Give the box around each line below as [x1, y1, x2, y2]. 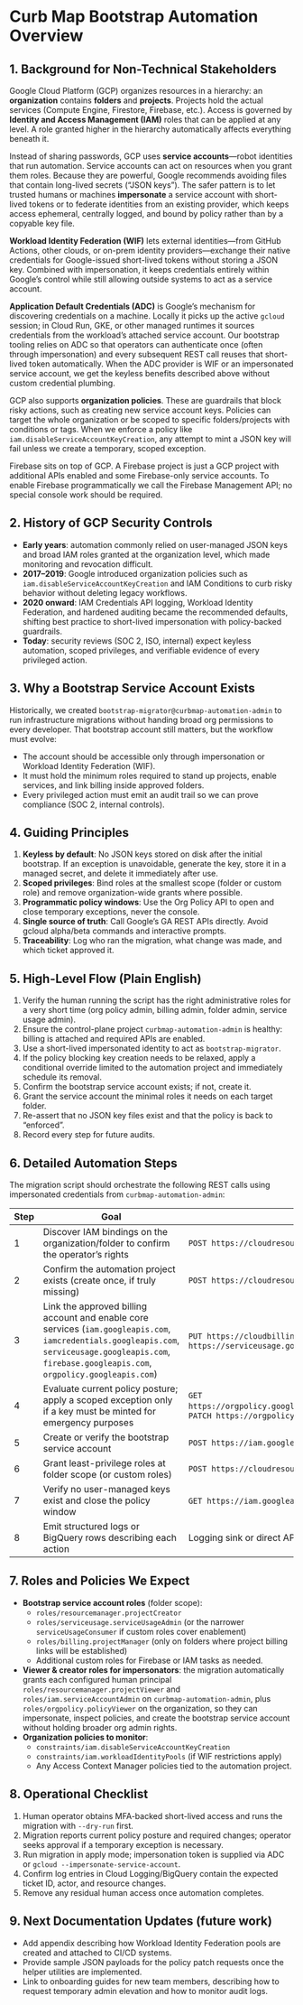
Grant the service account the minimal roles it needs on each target [22, 1091, 273, 1102]
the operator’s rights [42, 1248, 129, 1261]
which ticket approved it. [22, 945, 115, 956]
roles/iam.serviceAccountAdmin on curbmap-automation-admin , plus [22, 1693, 271, 1703]
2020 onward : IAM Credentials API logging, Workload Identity [22, 597, 253, 608]
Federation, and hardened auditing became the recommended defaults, [22, 607, 289, 617]
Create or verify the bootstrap [42, 1431, 170, 1443]
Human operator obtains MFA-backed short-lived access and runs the [22, 1810, 283, 1821]
